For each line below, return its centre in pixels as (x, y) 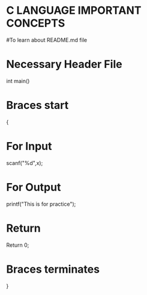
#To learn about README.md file (47, 40)
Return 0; (18, 245)
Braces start (37, 105)
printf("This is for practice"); (41, 204)
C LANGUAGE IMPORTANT (74, 11)
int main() (18, 81)
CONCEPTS (36, 23)
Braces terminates (53, 269)
